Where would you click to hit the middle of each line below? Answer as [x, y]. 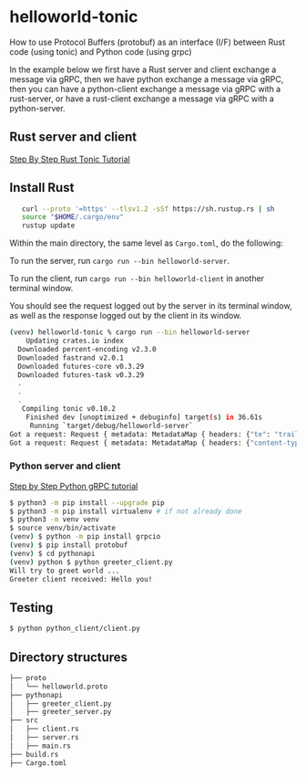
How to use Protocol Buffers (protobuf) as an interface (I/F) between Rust [147, 42]
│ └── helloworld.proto [58, 687]
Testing [31, 608]
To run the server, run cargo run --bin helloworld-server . [120, 261]
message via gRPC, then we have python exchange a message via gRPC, [147, 79]
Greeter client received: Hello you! [81, 579]
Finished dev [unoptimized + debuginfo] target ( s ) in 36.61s [144, 417]
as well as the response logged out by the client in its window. [126, 316]
